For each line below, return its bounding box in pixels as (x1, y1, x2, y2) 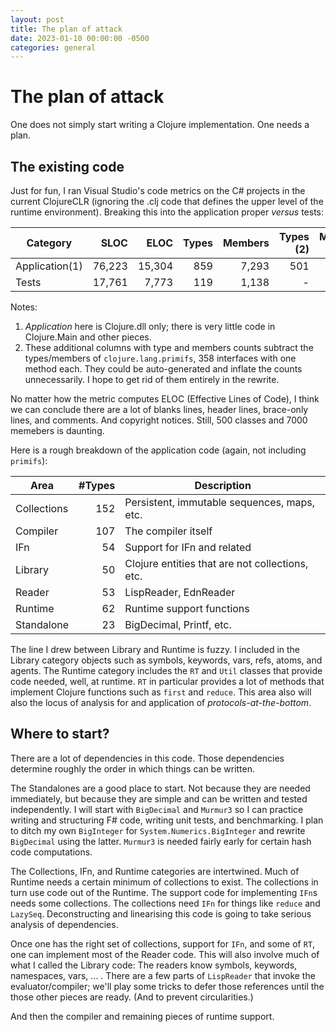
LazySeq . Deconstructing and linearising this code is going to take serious (10, 907, 312, 920)
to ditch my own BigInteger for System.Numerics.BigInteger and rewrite (10, 824, 306, 836)
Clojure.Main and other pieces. (24, 331, 152, 343)
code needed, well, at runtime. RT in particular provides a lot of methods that (10, 676, 325, 687)
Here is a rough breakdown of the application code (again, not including (10, 444, 307, 456)
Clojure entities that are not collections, (124, 557, 309, 570)
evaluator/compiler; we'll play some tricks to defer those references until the (10, 980, 325, 992)
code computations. (10, 846, 93, 858)
